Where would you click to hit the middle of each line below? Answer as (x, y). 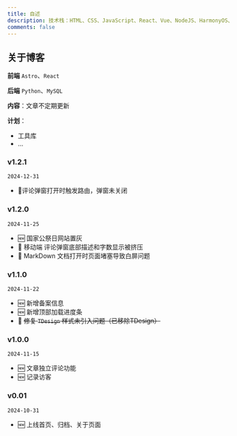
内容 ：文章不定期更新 (38, 106)
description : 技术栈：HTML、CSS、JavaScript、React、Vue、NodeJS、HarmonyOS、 (120, 20)
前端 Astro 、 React (34, 76)
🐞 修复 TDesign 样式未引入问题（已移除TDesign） (89, 321)
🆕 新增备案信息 (41, 303)
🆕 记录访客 (34, 377)
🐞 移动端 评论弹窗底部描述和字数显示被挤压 (80, 247)
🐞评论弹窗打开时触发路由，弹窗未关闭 (72, 191)
